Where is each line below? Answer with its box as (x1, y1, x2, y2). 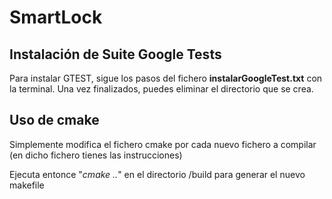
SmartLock (9, 6, 103, 29)
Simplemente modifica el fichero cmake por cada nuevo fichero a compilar (9, 138, 317, 150)
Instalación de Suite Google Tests (9, 46, 222, 63)
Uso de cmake (9, 112, 100, 129)
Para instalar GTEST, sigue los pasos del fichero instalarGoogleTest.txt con (9, 72, 323, 84)
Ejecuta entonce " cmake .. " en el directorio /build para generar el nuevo (9, 168, 306, 180)
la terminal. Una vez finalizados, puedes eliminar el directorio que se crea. (9, 83, 314, 95)
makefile (9, 179, 45, 191)
